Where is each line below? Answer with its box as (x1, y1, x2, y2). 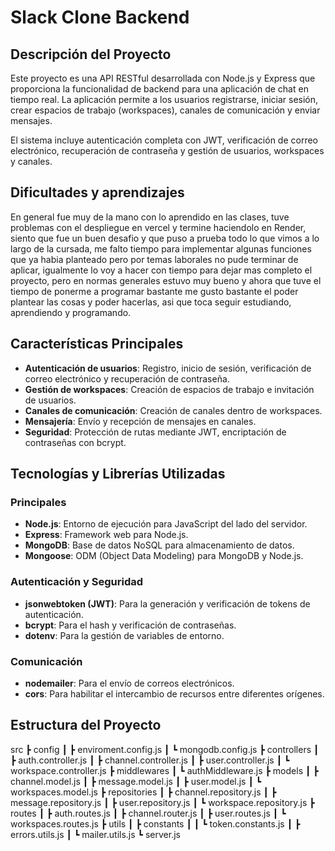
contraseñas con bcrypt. (24, 436, 127, 448)
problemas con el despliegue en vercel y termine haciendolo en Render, (10, 221, 307, 233)
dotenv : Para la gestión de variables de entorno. (24, 629, 225, 641)
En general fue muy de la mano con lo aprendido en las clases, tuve (10, 211, 290, 223)
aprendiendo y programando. (10, 306, 132, 318)
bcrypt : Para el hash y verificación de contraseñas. (24, 619, 237, 631)
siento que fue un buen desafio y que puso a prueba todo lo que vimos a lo (10, 232, 320, 244)
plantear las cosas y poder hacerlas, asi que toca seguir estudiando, (10, 296, 292, 308)
